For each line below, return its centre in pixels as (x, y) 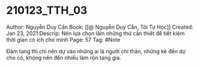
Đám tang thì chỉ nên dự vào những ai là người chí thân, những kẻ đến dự (96, 51)
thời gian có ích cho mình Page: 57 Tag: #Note (63, 39)
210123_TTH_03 (47, 10)
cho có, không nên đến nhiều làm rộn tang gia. (64, 57)
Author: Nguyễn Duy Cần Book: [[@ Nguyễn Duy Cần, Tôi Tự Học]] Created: (100, 27)
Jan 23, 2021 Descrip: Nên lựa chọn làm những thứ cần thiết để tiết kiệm (95, 33)
